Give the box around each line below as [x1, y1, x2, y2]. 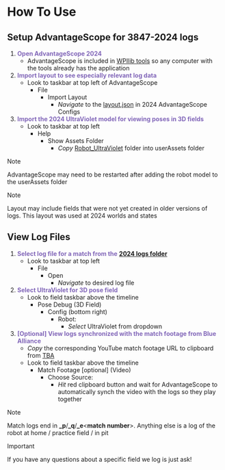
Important [7, 442, 35, 450]
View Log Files [7, 231, 70, 243]
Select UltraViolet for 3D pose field [16, 285, 118, 294]
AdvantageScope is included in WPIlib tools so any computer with [27, 57, 213, 65]
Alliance [16, 337, 42, 345]
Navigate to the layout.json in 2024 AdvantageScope [57, 101, 207, 108]
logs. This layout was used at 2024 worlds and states [7, 211, 157, 220]
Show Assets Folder [47, 137, 104, 144]
